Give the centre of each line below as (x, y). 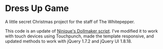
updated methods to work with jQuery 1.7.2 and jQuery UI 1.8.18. (69, 41)
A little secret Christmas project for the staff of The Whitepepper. (70, 22)
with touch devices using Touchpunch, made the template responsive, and (80, 36)
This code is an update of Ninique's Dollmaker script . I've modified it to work (81, 31)
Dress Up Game (37, 8)
